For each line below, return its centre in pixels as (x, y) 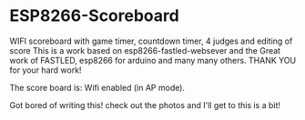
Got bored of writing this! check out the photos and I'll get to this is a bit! (145, 105)
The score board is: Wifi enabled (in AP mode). (97, 87)
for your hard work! (46, 70)
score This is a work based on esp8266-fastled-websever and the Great (145, 50)
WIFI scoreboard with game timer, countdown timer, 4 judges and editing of (151, 41)
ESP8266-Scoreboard (94, 16)
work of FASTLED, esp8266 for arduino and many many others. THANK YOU (153, 60)
